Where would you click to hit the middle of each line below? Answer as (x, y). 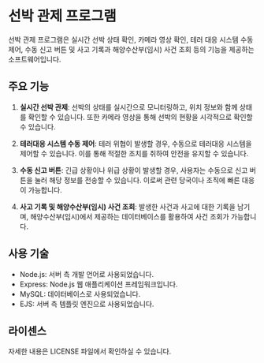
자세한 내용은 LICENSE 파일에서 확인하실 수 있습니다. (90, 351)
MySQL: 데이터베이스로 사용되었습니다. (80, 294)
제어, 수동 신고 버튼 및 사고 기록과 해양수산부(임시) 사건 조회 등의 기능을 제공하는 (131, 49)
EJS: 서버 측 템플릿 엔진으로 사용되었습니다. (87, 304)
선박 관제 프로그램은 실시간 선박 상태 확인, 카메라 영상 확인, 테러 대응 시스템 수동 (131, 39)
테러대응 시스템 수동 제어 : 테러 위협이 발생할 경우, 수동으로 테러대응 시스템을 (136, 144)
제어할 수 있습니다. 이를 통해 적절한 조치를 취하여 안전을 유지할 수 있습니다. (134, 153)
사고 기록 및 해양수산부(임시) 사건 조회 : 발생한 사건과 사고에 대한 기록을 (128, 207)
